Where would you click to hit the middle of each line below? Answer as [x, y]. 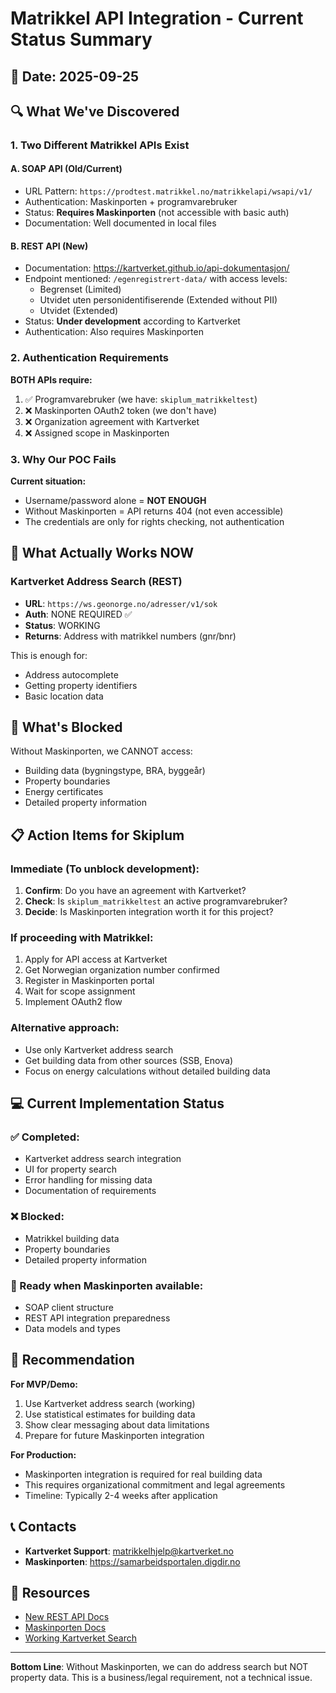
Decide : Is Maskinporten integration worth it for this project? [149, 912]
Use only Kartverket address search [99, 1049]
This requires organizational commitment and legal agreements [155, 1484]
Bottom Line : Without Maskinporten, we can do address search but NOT [159, 1667]
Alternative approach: [65, 1028]
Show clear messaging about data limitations [117, 1424]
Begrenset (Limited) [80, 289]
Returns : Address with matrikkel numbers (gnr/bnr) [130, 636]
